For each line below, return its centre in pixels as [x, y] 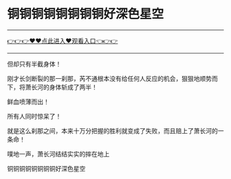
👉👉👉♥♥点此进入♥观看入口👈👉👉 [63, 40]
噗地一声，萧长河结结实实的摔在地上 [58, 154]
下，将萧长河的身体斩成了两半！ [52, 87]
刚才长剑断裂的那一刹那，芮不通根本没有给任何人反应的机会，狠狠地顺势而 [112, 78]
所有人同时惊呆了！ [34, 116]
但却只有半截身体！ [34, 64]
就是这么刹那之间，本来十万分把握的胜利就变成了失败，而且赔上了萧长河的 [112, 130]
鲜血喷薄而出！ [28, 102]
